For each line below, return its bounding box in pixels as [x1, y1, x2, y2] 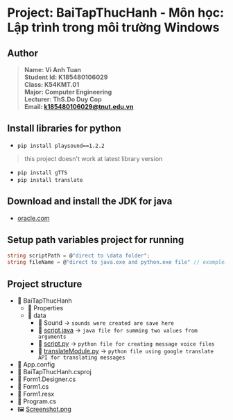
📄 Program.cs [17, 397, 57, 405]
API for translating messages [37, 354, 126, 361]
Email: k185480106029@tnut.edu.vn [24, 103, 134, 110]
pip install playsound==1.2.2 [17, 142, 105, 149]
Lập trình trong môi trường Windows [7, 19, 220, 35]
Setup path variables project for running [7, 234, 184, 246]
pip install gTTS [17, 169, 68, 176]
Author [7, 47, 38, 59]
